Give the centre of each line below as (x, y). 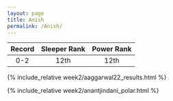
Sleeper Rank (63, 49)
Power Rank (112, 49)
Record (23, 49)
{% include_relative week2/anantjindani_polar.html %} (83, 91)
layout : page (26, 13)
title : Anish (26, 20)
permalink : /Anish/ (35, 26)
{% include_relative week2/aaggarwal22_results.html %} (87, 77)
